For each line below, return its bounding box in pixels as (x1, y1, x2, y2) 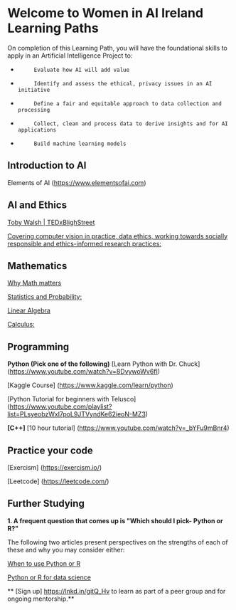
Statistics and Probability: (7, 293, 82, 301)
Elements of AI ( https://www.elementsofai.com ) (7, 178, 146, 186)
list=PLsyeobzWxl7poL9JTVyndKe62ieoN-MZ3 (7, 410, 146, 419)
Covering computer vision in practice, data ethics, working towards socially (7, 231, 228, 240)
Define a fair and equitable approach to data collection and (33, 100, 222, 107)
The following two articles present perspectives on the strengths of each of (7, 537, 229, 546)
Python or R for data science (7, 573, 91, 582)
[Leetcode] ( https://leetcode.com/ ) (7, 477, 109, 485)
